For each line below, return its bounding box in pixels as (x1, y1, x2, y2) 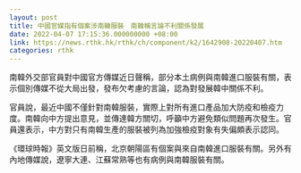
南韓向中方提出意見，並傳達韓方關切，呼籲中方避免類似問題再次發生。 (24, 113, 284, 124)
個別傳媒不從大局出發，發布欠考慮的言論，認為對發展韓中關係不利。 (16, 83, 269, 94)
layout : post (9, 12, 58, 22)
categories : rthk (9, 46, 74, 55)
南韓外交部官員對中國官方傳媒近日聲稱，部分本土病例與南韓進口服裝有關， (9, 72, 284, 83)
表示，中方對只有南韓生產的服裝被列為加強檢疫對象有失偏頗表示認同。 (24, 124, 284, 135)
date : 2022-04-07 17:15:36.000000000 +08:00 (9, 29, 178, 38)
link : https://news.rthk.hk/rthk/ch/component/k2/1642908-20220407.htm (9, 37, 282, 47)
